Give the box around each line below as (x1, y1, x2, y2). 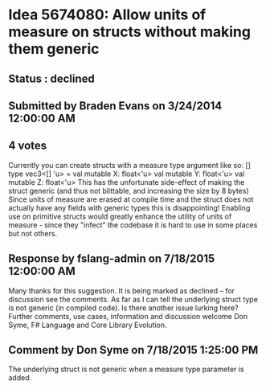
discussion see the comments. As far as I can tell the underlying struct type (8, 294, 259, 304)
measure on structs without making (8, 23, 252, 41)
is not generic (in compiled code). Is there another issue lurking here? (8, 303, 239, 313)
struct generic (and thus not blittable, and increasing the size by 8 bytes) (8, 186, 249, 195)
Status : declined (8, 72, 95, 85)
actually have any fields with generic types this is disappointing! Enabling (8, 203, 251, 212)
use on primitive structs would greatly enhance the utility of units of (8, 211, 232, 221)
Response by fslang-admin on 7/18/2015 (8, 252, 215, 266)
